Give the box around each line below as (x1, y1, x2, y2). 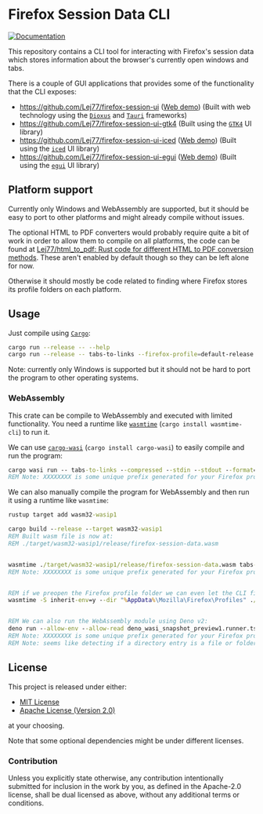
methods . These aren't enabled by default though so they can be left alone (8, 253, 249, 262)
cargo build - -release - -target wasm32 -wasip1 (8, 525, 163, 533)
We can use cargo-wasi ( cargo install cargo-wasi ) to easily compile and (8, 442, 245, 452)
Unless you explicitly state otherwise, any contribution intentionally (8, 773, 224, 783)
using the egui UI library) (19, 160, 100, 170)
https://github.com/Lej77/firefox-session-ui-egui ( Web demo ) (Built (19, 151, 237, 162)
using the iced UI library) (19, 144, 100, 153)
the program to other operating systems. (8, 373, 139, 382)
